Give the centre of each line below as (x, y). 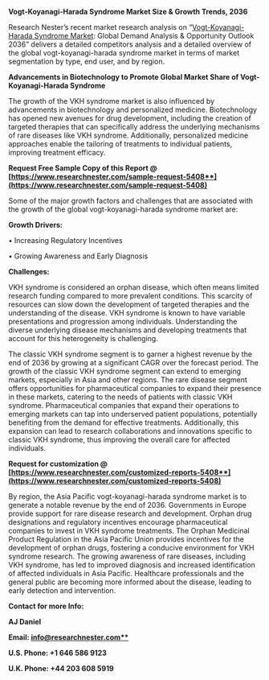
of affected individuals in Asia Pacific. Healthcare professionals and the (126, 573)
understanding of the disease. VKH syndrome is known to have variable (127, 313)
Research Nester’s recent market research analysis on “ (100, 27)
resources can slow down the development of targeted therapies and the (129, 304)
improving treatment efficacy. (57, 152)
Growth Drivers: (35, 225)
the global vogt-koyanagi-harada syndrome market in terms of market (124, 53)
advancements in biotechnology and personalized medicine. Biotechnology (133, 109)
